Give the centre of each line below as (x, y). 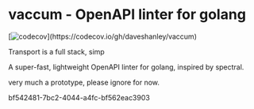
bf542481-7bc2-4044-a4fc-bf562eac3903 (79, 97)
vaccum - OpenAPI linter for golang (127, 15)
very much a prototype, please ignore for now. (84, 82)
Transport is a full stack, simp (56, 51)
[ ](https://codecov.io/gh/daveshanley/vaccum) (102, 36)
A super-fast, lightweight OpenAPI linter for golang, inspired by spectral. (126, 67)
